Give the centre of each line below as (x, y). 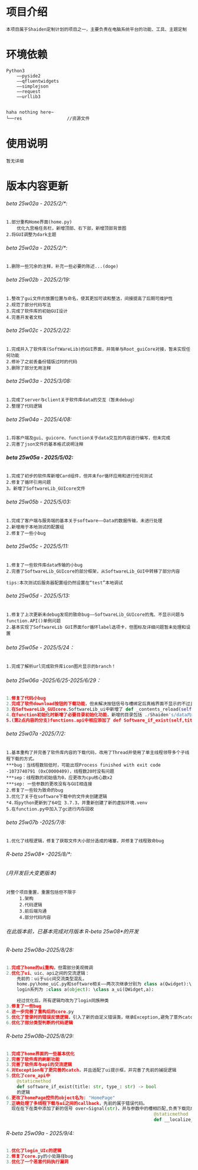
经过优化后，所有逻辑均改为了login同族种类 (63, 1001)
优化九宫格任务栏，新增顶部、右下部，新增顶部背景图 (72, 228)
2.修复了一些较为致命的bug (35, 790)
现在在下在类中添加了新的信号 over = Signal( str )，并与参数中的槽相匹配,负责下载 (99, 1109)
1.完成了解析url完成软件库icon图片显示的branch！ (61, 667)
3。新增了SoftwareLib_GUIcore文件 (46, 489)
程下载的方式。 (22, 759)
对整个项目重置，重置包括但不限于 (41, 893)
